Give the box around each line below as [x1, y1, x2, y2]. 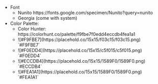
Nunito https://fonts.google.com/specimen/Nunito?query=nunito [17, 10, 153, 16]
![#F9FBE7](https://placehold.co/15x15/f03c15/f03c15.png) [17, 36, 141, 43]
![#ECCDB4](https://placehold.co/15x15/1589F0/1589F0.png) [17, 58, 146, 64]
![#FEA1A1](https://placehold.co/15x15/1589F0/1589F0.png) [17, 69, 142, 75]
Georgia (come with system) [17, 15, 77, 21]
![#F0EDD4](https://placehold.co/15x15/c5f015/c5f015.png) [17, 48, 142, 53]
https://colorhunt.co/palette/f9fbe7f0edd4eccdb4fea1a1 [17, 31, 136, 37]
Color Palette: [10, 20, 39, 26]
